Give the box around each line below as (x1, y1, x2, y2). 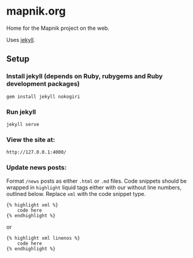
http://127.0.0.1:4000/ (6, 149, 67, 156)
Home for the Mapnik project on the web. (6, 24, 110, 32)
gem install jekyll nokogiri (6, 93, 80, 100)
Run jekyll (6, 108, 37, 116)
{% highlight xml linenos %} (6, 235, 80, 241)
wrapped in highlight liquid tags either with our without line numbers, (6, 184, 181, 191)
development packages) (6, 80, 80, 88)
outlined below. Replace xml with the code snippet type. (6, 190, 146, 197)
